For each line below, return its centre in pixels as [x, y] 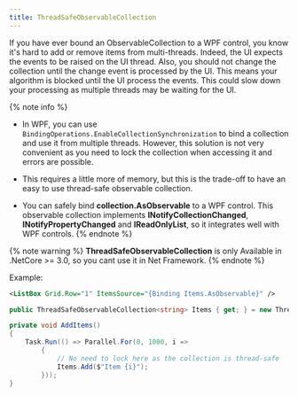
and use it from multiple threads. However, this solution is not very [143, 143]
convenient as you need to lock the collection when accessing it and [147, 152]
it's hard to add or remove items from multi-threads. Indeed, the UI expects [146, 52]
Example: [26, 277]
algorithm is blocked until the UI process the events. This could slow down [145, 80]
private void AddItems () [55, 326]
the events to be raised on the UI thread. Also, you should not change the [143, 61]
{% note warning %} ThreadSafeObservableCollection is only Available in [145, 251]
